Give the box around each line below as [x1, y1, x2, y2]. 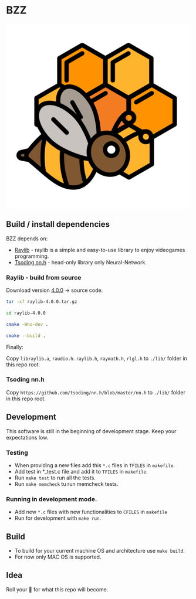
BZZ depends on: [6, 235, 48, 242]
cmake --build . [6, 332, 46, 339]
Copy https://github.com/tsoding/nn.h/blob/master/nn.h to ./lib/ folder [6, 389, 186, 396]
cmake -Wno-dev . [6, 321, 49, 327]
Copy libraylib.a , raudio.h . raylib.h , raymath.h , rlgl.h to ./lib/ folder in [6, 355, 188, 362]
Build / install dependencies [6, 219, 110, 229]
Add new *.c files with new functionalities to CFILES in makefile [14, 508, 168, 516]
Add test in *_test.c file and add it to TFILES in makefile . [14, 468, 148, 475]
